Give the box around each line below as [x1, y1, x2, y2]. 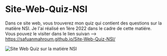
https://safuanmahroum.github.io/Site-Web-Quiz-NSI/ [5, 36, 116, 42]
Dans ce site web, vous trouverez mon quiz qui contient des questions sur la [5, 20, 162, 26]
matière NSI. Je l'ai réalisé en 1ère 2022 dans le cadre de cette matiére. [5, 25, 152, 31]
